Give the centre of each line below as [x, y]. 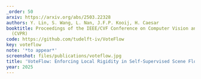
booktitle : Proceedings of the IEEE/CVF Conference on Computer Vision [97, 28]
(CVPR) [20, 34]
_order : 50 [20, 12]
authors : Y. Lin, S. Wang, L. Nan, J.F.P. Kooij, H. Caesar [83, 23]
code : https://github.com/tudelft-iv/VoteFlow [65, 39]
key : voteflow [24, 45]
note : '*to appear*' [32, 50]
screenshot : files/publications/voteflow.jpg [64, 56]
